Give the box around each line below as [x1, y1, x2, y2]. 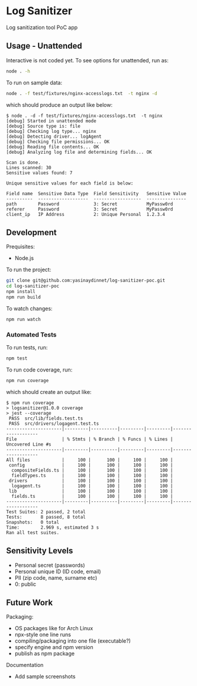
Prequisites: [6, 243, 35, 250]
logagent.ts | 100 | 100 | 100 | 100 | [11, 482, 173, 489]
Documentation [6, 662, 44, 669]
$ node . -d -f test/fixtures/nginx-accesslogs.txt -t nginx [6, 113, 163, 119]
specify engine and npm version [14, 644, 93, 651]
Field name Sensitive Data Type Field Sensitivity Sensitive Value [6, 190, 186, 196]
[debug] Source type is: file [6, 123, 81, 129]
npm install [6, 289, 35, 295]
